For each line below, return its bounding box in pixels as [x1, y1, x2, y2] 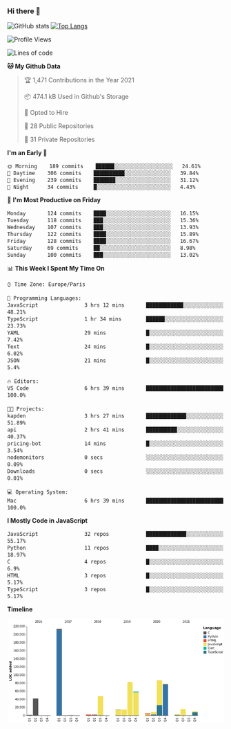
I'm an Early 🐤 [7, 149, 48, 157]
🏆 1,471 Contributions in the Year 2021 [23, 76, 134, 84]
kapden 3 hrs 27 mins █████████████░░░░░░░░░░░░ [7, 413, 224, 420]
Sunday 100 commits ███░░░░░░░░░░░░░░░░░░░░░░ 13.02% [7, 252, 199, 259]
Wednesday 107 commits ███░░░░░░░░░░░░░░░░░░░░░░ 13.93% [7, 224, 199, 231]
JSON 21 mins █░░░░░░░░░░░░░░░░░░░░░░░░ [7, 357, 224, 364]
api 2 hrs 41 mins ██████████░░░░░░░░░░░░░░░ [7, 426, 224, 433]
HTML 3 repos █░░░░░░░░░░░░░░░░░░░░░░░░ [7, 573, 224, 579]
